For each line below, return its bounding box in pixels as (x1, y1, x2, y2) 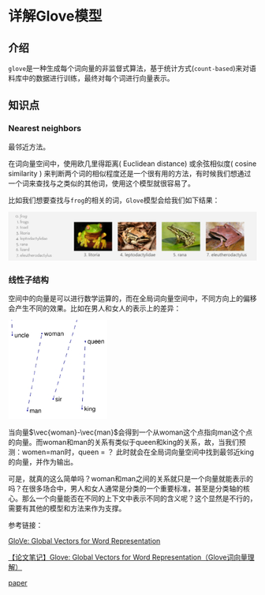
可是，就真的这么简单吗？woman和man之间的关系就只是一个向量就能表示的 (8, 473, 254, 483)
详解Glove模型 (8, 7, 103, 25)
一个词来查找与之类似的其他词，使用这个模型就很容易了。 (8, 179, 195, 188)
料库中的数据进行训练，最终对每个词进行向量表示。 (8, 73, 174, 83)
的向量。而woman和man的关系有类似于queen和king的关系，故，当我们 (8, 437, 239, 446)
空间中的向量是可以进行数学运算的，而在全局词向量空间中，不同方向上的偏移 (8, 293, 257, 303)
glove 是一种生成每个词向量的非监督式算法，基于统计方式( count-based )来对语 (8, 64, 256, 73)
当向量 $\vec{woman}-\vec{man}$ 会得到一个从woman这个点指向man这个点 (8, 427, 253, 437)
